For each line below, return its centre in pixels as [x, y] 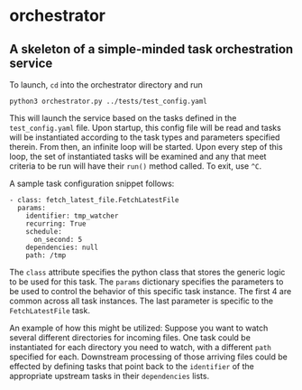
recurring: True [56, 224]
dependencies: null [62, 247]
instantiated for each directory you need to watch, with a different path [141, 347]
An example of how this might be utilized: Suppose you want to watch [139, 328]
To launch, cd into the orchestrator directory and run [106, 85]
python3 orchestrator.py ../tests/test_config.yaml [108, 101]
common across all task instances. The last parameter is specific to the [142, 301]
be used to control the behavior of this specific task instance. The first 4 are [151, 291]
